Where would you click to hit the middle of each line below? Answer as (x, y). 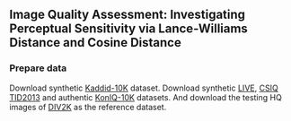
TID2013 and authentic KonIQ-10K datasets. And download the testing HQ (146, 97)
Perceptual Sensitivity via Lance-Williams (129, 29)
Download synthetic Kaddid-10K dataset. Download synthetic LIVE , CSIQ (144, 88)
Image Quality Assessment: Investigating (127, 15)
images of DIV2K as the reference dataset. (88, 107)
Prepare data (38, 68)
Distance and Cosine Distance (95, 43)
